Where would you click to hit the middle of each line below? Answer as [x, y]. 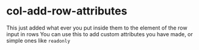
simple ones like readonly [38, 40]
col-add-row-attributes [67, 11]
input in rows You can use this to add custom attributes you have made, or [100, 34]
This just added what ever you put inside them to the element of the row [97, 28]
